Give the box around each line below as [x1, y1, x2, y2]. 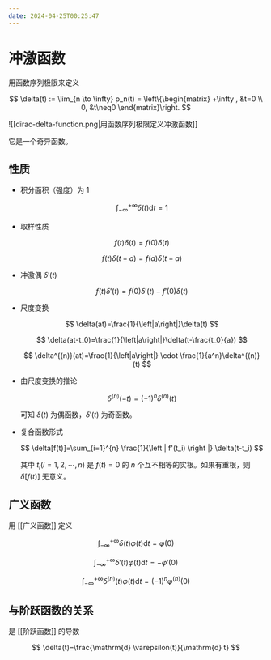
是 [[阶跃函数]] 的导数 [8, 627, 80, 637]
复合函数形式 [19, 427, 63, 437]
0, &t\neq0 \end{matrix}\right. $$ [80, 102, 192, 112]
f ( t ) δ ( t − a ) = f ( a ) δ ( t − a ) [101, 253, 183, 263]
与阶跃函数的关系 [8, 603, 94, 617]
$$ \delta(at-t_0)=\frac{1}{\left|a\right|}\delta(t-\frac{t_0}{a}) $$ [36, 334, 248, 344]
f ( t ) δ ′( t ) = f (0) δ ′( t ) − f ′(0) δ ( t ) [95, 286, 188, 296]
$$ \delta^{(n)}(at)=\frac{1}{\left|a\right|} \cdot [23, 350, 179, 360]
